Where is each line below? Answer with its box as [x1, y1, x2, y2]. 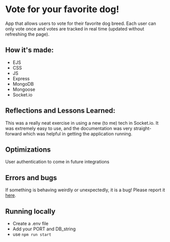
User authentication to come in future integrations [5, 159, 110, 165]
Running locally [5, 207, 56, 216]
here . [5, 192, 16, 198]
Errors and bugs [5, 174, 57, 182]
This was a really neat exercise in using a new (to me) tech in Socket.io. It [5, 120, 159, 126]
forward [5, 130, 22, 136]
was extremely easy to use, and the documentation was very [5, 125, 133, 131]
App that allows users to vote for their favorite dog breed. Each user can [5, 20, 156, 26]
